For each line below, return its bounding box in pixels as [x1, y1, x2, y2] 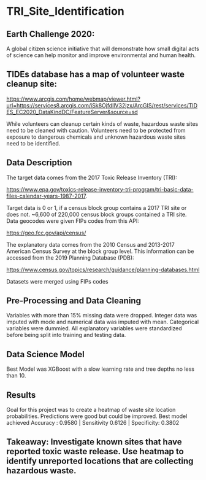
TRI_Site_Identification [6, 4, 124, 18]
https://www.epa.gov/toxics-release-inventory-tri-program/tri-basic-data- [6, 185, 194, 193]
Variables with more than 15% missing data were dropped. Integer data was [6, 312, 197, 319]
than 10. [6, 372, 26, 379]
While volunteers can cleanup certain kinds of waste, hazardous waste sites [6, 120, 199, 127]
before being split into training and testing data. [6, 331, 126, 339]
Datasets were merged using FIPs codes [6, 277, 109, 285]
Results [6, 390, 36, 400]
